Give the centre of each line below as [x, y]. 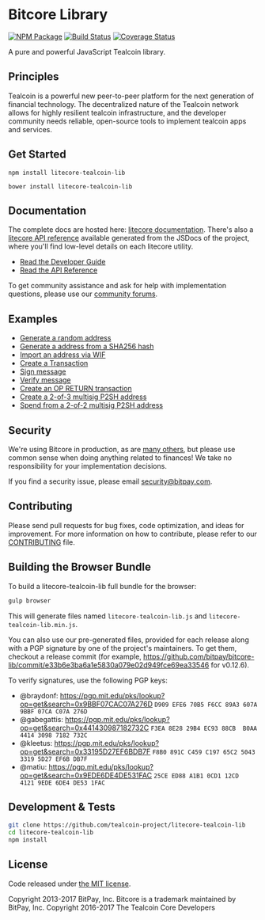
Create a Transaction [54, 363]
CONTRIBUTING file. [42, 542]
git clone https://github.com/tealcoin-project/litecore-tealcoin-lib [127, 825]
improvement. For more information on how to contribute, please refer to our [132, 534]
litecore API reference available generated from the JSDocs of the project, [129, 238]
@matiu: [33, 766]
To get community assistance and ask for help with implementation [117, 286]
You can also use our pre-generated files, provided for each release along [129, 640]
